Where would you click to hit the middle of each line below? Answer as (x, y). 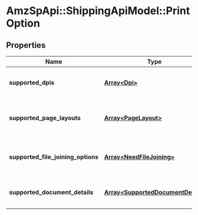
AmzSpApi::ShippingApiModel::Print (98, 11)
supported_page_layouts (45, 118)
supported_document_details (51, 192)
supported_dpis (32, 82)
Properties (26, 45)
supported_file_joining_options (54, 157)
